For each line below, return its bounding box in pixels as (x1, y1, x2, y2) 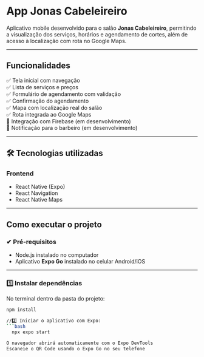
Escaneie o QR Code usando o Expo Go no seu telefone (6, 345, 146, 352)
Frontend (6, 169, 34, 178)
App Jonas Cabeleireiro (6, 4, 127, 18)
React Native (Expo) (15, 183, 66, 191)
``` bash (6, 324, 26, 330)
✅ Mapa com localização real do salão (6, 104, 103, 111)
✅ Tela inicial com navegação (6, 76, 80, 84)
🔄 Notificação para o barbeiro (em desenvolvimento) (6, 124, 138, 131)
